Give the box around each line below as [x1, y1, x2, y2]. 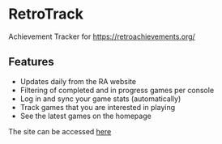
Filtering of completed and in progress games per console [19, 85, 215, 95]
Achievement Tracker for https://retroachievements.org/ [8, 32, 196, 41]
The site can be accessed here [8, 126, 112, 136]
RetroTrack [8, 5, 83, 23]
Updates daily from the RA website [19, 76, 136, 86]
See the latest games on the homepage [19, 111, 152, 121]
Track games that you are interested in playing [19, 102, 176, 112]
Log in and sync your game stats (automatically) [19, 94, 181, 104]
